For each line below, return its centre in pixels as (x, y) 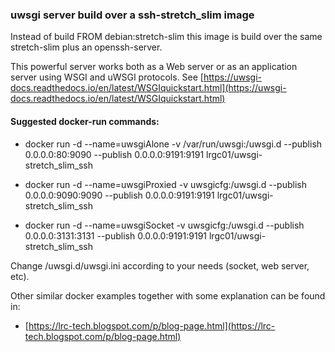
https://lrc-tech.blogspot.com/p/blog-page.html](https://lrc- (152, 325)
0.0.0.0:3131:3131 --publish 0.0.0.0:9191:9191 (116, 235)
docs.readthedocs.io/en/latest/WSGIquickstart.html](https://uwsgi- (148, 88)
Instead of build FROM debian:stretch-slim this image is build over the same (166, 37)
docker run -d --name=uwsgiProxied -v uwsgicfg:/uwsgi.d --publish (165, 184)
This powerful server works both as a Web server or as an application (154, 67)
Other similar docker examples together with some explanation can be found (168, 295)
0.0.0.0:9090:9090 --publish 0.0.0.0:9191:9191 (119, 195)
